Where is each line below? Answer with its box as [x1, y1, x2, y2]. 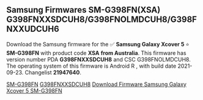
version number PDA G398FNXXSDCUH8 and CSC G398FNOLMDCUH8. [6, 55, 191, 63]
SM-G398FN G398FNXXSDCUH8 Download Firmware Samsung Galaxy [6, 80, 186, 88]
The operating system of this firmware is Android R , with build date [6, 62, 177, 70]
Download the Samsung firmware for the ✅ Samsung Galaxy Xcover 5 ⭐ [6, 40, 190, 48]
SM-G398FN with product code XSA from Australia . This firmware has [6, 49, 186, 57]
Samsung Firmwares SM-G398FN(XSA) [6, 5, 161, 15]
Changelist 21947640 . [24, 68, 81, 76]
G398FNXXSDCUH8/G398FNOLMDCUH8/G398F [6, 15, 197, 25]
